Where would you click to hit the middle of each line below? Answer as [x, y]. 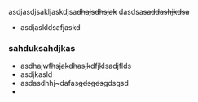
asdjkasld [36, 74]
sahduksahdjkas [42, 48]
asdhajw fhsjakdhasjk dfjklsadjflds [76, 66]
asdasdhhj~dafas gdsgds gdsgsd [74, 83]
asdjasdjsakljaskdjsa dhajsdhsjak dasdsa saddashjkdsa [99, 12]
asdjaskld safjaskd [50, 27]
